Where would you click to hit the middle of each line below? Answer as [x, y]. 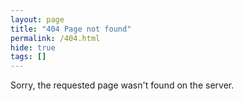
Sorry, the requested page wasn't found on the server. [122, 85]
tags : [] [28, 57]
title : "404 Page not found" [71, 29]
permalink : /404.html [55, 38]
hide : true [33, 47]
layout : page [37, 19]
